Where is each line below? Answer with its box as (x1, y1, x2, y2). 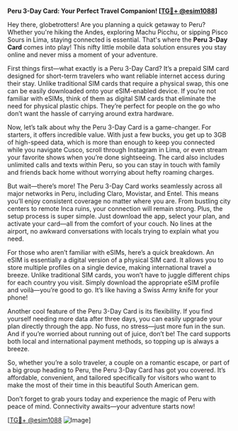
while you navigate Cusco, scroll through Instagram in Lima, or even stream (7, 146, 227, 154)
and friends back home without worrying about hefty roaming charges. (7, 168, 215, 176)
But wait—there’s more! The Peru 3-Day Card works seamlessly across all (7, 182, 223, 190)
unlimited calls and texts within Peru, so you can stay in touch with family (7, 161, 221, 169)
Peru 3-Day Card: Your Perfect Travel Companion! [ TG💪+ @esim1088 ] (7, 7, 217, 15)
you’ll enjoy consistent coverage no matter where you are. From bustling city (7, 197, 231, 205)
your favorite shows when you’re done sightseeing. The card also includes (7, 153, 225, 161)
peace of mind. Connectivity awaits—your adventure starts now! (7, 402, 195, 410)
